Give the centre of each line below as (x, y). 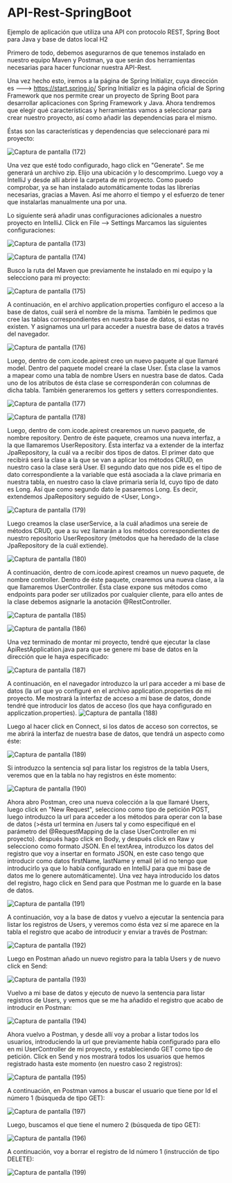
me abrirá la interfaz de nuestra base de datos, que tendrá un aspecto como (116, 733)
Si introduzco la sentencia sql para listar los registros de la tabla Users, (108, 768)
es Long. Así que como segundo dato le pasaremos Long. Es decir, (102, 489)
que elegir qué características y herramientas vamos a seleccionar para (110, 110)
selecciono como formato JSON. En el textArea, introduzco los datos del (110, 846)
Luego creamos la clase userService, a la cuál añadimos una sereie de (108, 523)
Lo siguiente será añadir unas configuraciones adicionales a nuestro (105, 215)
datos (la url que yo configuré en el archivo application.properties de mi (109, 691)
